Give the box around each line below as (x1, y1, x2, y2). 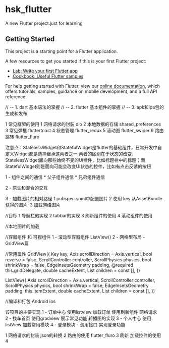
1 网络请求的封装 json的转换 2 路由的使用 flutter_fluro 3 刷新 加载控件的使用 (5, 332, 161, 338)
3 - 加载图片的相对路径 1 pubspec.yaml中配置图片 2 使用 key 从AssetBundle (5, 195, 162, 201)
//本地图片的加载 (5, 223, 40, 229)
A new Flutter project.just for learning (5, 20, 83, 26)
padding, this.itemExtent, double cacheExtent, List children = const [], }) (5, 287, 155, 294)
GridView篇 (5, 240, 29, 246)
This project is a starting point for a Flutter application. (5, 48, 118, 54)
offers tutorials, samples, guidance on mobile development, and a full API (5, 88, 157, 94)
